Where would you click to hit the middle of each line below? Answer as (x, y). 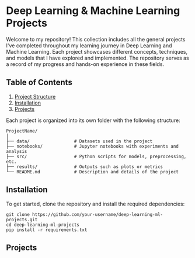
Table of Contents (39, 83)
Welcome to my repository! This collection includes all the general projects (96, 39)
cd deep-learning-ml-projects (43, 225)
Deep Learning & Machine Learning (93, 11)
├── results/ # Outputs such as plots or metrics (85, 167)
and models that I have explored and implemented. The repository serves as (98, 58)
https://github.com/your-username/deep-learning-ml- (97, 214)
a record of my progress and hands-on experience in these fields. (85, 64)
